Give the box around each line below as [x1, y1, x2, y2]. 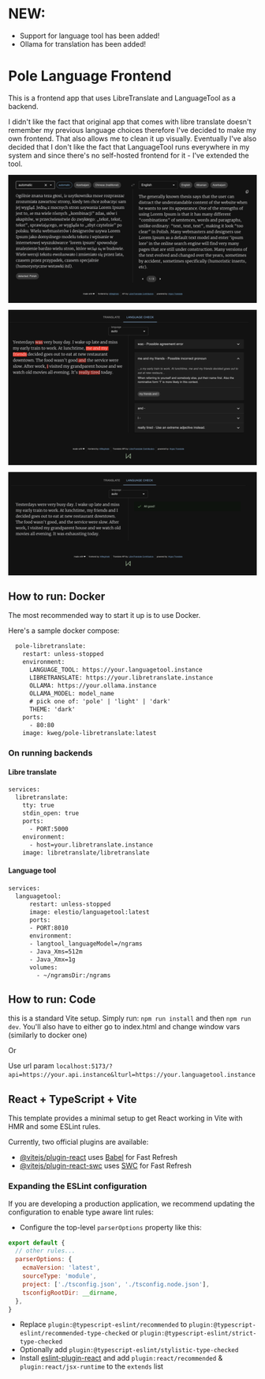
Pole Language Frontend [8, 67, 172, 85]
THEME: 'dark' [28, 706, 77, 714]
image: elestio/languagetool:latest [28, 907, 150, 916]
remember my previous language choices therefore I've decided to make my [8, 125, 256, 134]
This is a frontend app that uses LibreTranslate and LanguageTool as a [8, 93, 237, 103]
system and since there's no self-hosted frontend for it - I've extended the [8, 150, 250, 160]
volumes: [28, 963, 58, 972]
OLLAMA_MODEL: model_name [28, 690, 114, 698]
